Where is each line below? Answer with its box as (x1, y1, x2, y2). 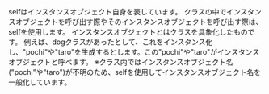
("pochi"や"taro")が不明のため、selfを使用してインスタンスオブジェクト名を (8, 67, 261, 76)
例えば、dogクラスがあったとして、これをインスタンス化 (23, 37, 213, 47)
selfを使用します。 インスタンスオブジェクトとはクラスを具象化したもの (8, 27, 248, 36)
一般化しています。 (8, 77, 72, 87)
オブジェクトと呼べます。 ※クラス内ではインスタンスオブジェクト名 (8, 57, 233, 67)
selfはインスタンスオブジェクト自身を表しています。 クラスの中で (8, 7, 227, 16)
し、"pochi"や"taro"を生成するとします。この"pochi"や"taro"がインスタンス (8, 47, 260, 56)
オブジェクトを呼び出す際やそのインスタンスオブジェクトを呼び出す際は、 (15, 17, 263, 27)
